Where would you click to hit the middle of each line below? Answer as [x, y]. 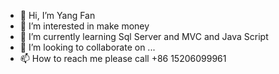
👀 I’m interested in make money [84, 26]
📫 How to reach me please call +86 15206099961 [123, 58]
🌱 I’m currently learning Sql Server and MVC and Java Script [144, 36]
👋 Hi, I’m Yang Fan [57, 15]
